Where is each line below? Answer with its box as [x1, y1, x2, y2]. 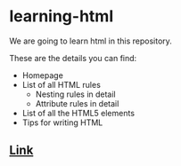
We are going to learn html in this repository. [9, 36, 172, 46]
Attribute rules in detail [35, 98, 119, 108]
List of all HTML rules [21, 79, 101, 90]
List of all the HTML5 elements [21, 107, 136, 118]
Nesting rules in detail [35, 89, 116, 99]
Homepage [21, 69, 64, 81]
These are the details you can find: [9, 52, 137, 63]
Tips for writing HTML [21, 117, 103, 128]
